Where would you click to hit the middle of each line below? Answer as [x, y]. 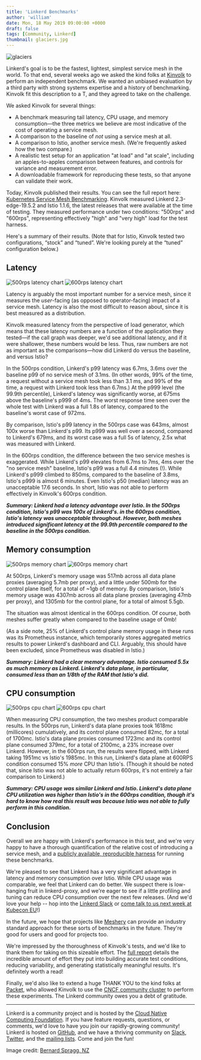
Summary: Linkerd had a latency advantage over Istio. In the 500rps [93, 505]
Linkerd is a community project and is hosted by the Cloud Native [87, 1013]
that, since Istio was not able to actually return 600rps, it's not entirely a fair [99, 771]
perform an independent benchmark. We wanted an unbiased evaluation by [99, 81]
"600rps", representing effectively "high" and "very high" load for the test [97, 218]
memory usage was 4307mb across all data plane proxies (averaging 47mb [99, 595]
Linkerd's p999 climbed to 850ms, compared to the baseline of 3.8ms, [93, 474]
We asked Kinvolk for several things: [51, 105]
